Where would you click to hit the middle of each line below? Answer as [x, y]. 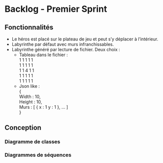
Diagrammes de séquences [38, 155]
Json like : [29, 86]
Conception [23, 128]
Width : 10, [30, 97]
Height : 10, [31, 102]
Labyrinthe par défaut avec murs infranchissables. [63, 44]
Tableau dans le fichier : [43, 55]
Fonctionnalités [29, 27]
